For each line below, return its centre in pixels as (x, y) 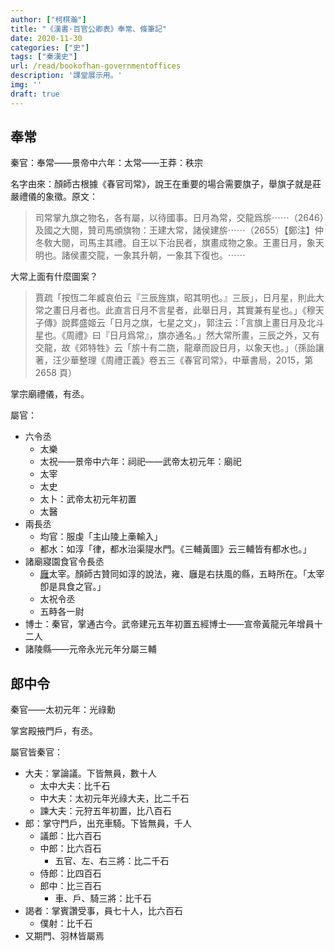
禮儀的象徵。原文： (58, 197)
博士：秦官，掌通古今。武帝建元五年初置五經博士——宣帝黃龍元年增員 (169, 624)
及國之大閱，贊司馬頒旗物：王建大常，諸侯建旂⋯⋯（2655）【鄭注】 (174, 230)
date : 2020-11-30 (46, 38)
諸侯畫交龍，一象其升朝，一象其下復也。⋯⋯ (153, 255)
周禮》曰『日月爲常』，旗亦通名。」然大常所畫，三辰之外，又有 (192, 335)
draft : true (35, 94)
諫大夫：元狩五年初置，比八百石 (105, 811)
